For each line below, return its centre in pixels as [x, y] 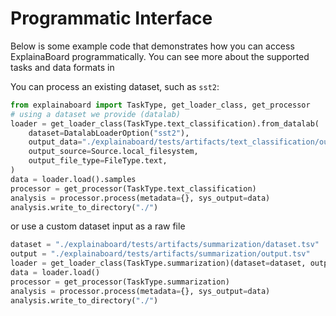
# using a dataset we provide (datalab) [96, 114]
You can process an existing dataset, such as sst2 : [115, 86]
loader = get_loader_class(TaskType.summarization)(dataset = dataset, [158, 263]
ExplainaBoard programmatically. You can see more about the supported [160, 56]
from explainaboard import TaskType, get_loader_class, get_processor [160, 105]
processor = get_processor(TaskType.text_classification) [133, 188]
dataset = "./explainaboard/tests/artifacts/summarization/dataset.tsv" [165, 245]
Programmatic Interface [111, 18]
